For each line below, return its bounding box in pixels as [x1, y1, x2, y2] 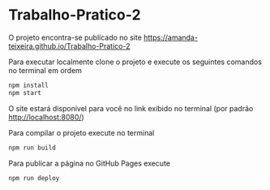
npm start [8, 89, 42, 97]
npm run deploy [8, 174, 60, 182]
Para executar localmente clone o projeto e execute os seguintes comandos [8, 57, 262, 67]
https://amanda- [143, 32, 199, 42]
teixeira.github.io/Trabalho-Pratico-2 [8, 41, 131, 50]
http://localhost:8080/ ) [8, 112, 85, 122]
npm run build [8, 144, 57, 152]
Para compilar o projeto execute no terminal [8, 127, 155, 137]
